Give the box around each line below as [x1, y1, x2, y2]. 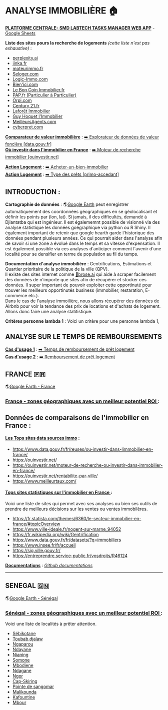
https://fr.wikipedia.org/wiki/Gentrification [12, 532, 99, 538]
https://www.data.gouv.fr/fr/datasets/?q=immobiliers [12, 537, 121, 543]
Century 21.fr [12, 102, 40, 108]
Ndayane [12, 647, 31, 653]
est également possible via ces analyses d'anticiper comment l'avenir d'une [5, 245, 161, 251]
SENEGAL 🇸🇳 [5, 582, 49, 590]
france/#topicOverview [12, 521, 60, 527]
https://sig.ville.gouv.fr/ [12, 548, 61, 554]
